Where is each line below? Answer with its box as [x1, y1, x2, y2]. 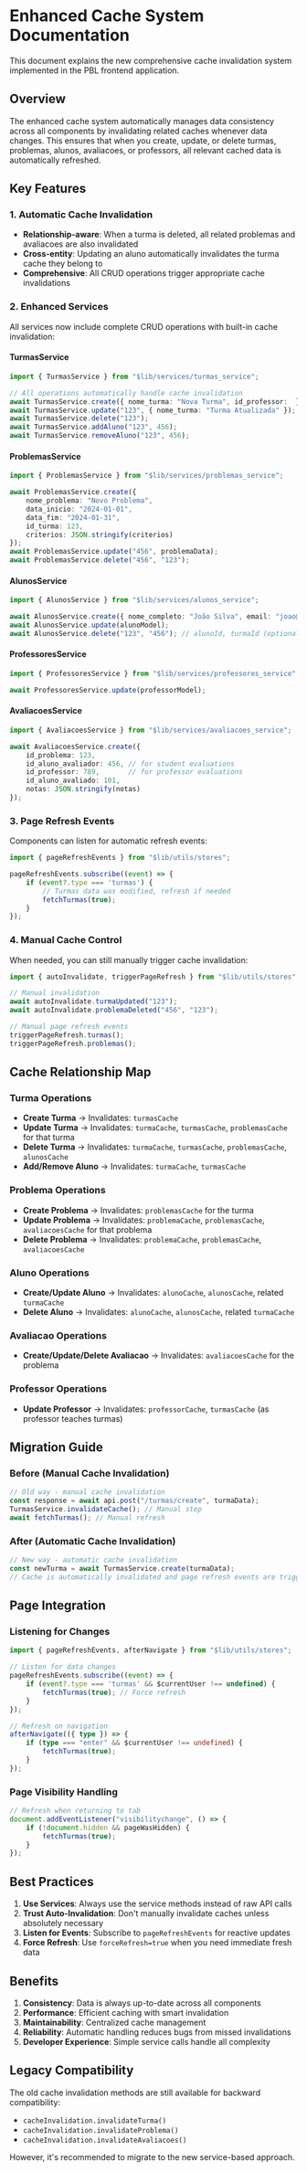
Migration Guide [9, 1439, 103, 1455]
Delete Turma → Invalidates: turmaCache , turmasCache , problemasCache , [22, 1141, 288, 1152]
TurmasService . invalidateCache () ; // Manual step [9, 1505, 203, 1514]
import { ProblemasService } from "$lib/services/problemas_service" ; [9, 471, 284, 481]
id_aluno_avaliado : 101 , [26, 776, 121, 786]
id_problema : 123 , [26, 750, 96, 759]
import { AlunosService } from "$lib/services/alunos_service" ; [9, 596, 259, 605]
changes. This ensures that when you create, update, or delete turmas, [9, 134, 277, 146]
